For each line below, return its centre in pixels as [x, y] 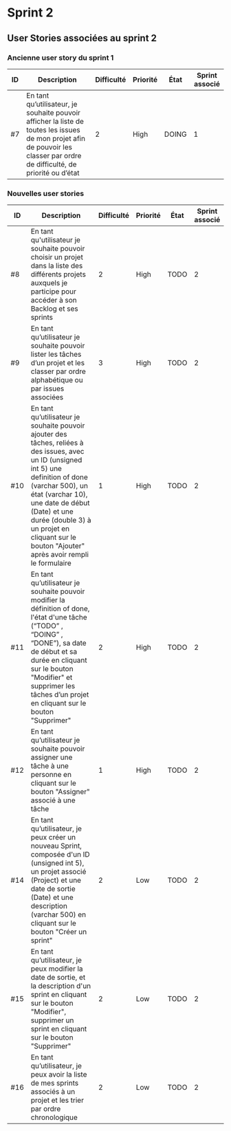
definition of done [59, 477]
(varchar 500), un [59, 486]
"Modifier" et [52, 677]
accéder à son [54, 300]
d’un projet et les [57, 363]
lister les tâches [56, 354]
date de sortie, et [58, 978]
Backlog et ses [54, 309]
